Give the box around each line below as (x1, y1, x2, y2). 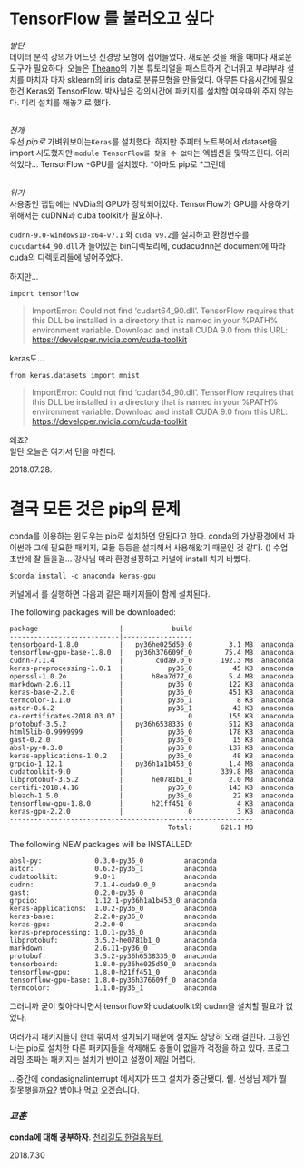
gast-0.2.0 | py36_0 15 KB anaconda (9, 735, 295, 745)
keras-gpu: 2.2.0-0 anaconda (9, 919, 218, 929)
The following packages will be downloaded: (9, 606, 177, 618)
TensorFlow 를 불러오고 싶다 (9, 8, 215, 29)
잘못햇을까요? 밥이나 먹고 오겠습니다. (9, 1084, 141, 1095)
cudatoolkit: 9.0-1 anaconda (9, 872, 218, 881)
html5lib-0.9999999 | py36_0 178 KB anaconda (9, 728, 295, 737)
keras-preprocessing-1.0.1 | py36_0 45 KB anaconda (9, 664, 295, 673)
